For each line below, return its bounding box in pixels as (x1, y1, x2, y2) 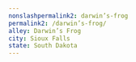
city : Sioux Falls (8, 34, 70, 43)
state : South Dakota (8, 42, 79, 50)
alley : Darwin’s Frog (8, 27, 82, 35)
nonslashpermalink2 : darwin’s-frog (8, 11, 129, 20)
